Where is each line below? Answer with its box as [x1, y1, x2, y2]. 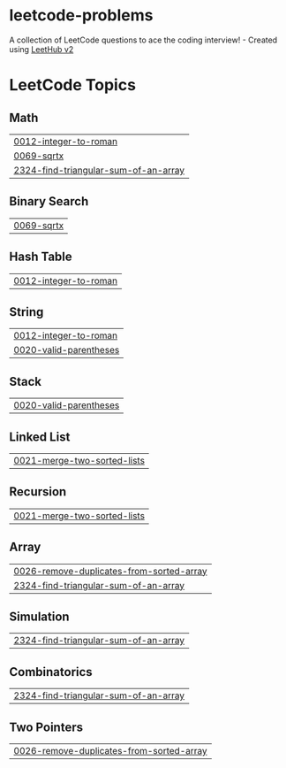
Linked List [9, 429, 71, 444]
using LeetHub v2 [9, 43, 74, 54]
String [9, 304, 44, 319]
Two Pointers [9, 719, 84, 734]
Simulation [9, 610, 70, 625]
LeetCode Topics [9, 75, 137, 96]
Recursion [9, 484, 67, 500]
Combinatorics [9, 664, 93, 680]
